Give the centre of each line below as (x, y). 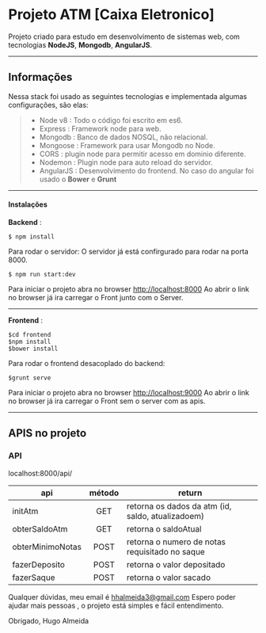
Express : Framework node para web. (100, 128)
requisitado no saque (166, 551)
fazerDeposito (39, 564)
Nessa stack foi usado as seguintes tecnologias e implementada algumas (128, 96)
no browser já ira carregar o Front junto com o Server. (96, 297)
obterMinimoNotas (47, 547)
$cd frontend (30, 334)
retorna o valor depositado (176, 564)
